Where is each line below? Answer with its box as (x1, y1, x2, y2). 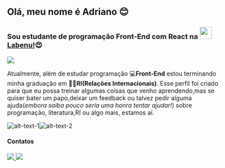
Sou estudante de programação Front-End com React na (7, 32, 198, 41)
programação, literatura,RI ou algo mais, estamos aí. (7, 108, 154, 117)
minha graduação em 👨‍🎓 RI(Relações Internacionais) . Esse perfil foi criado (7, 79, 219, 87)
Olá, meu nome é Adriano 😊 (7, 6, 129, 18)
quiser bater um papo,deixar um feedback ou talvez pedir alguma (7, 93, 192, 102)
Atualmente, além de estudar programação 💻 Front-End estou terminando (7, 69, 217, 77)
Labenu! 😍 (7, 40, 43, 50)
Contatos (7, 137, 34, 145)
